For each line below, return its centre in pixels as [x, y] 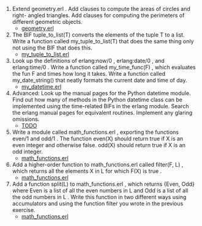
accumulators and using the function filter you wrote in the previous [98, 203]
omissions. [26, 119]
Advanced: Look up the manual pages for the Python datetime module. [101, 93]
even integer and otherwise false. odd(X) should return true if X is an [99, 145]
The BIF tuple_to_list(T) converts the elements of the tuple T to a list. [98, 35]
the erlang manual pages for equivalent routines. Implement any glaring [102, 113]
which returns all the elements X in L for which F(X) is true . [87, 171]
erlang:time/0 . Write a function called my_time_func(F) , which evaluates [104, 67]
